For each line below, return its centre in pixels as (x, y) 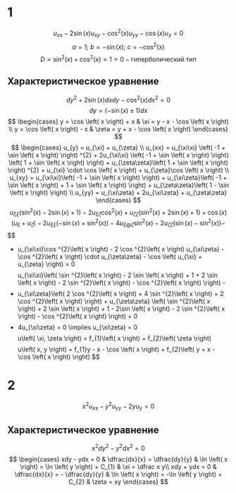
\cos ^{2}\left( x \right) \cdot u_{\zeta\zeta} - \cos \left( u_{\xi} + (110, 257)
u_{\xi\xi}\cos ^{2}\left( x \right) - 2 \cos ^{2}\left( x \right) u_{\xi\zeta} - (121, 249)
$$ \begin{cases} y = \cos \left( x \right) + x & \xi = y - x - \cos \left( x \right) (118, 121)
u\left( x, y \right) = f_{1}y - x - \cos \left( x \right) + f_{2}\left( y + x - (116, 350)
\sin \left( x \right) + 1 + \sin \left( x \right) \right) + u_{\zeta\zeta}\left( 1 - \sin (118, 185)
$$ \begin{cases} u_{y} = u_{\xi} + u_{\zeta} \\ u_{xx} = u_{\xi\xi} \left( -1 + (118, 148)
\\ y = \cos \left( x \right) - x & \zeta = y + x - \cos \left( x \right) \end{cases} (118, 129)
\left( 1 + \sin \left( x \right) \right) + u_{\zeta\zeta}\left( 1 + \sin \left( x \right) (118, 162)
